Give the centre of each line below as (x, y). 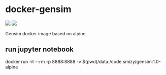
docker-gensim (38, 9)
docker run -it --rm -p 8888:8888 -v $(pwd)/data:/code (63, 61)
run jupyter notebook (39, 50)
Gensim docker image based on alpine (45, 33)
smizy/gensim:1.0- (142, 61)
